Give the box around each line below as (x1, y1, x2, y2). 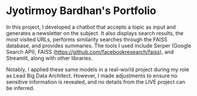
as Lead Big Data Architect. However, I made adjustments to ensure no (6, 72, 178, 79)
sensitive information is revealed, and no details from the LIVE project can (6, 78, 186, 85)
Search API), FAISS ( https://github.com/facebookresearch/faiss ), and (6, 48, 174, 55)
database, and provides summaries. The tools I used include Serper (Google (6, 42, 192, 49)
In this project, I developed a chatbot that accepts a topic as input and (6, 23, 176, 30)
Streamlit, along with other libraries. (6, 54, 93, 61)
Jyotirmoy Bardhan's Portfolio (6, 4, 156, 18)
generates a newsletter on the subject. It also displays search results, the (6, 29, 184, 36)
